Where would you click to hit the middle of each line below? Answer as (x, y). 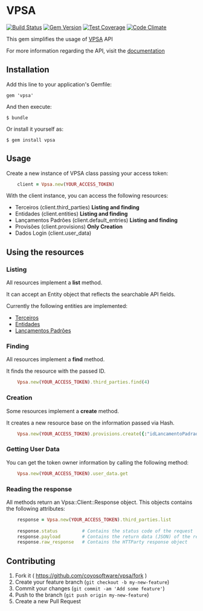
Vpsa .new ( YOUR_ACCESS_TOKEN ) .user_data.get (73, 473)
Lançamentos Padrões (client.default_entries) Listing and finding (96, 220)
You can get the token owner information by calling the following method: (98, 462)
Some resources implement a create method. (63, 411)
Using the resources (45, 252)
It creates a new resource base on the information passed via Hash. (91, 423)
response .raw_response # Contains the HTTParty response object (102, 542)
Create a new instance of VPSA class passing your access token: (87, 173)
